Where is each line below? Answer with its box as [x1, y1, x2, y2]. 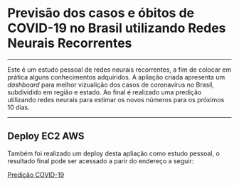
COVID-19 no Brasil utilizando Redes [7, 20, 226, 36]
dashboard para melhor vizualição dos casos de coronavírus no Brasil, [7, 80, 215, 89]
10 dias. [7, 103, 30, 111]
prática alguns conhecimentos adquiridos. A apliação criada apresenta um [7, 72, 225, 81]
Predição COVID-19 [7, 170, 65, 179]
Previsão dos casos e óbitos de [7, 5, 194, 21]
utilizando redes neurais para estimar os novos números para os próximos [7, 95, 225, 104]
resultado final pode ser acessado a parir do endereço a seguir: [7, 156, 194, 165]
